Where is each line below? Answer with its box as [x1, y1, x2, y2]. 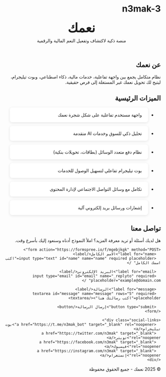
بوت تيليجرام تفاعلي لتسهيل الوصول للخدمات [57, 168, 142, 174]
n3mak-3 [122, 3, 161, 15]
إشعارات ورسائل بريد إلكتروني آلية [77, 205, 142, 211]
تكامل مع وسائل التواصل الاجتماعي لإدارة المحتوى [49, 186, 142, 192]
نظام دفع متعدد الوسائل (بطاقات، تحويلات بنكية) [53, 149, 142, 155]
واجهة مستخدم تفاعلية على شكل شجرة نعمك [57, 112, 142, 118]
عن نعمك [135, 60, 161, 69]
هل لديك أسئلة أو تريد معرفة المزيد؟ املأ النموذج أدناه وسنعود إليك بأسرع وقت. [15, 237, 161, 243]
